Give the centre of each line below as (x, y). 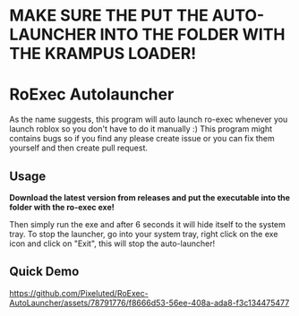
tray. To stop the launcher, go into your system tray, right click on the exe (144, 234)
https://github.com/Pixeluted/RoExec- (79, 293)
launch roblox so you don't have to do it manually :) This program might (141, 129)
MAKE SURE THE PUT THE (109, 16)
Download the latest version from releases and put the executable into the (150, 197)
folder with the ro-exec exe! (62, 207)
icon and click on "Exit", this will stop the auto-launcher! (112, 243)
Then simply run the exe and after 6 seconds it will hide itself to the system (148, 224)
